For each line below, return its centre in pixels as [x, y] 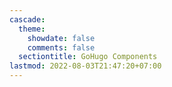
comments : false [61, 47]
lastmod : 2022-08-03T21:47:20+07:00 [85, 66]
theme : [32, 29]
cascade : [27, 19]
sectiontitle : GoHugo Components [88, 57]
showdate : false [61, 38]
